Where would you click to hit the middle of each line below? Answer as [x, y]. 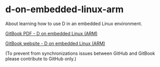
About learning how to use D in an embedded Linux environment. [74, 24]
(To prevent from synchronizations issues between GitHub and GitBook [80, 53]
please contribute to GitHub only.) [41, 59]
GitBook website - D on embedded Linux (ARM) [55, 43]
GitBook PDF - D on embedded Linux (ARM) [52, 33]
